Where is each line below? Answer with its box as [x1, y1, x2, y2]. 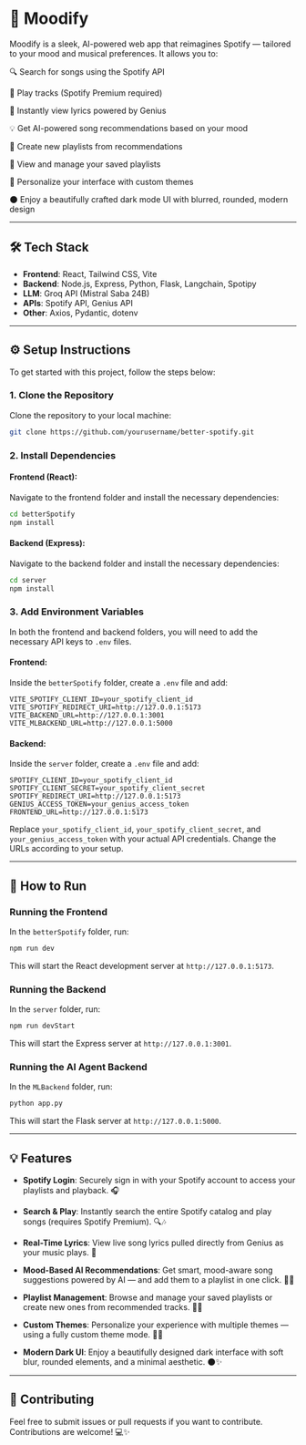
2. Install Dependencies [9, 449, 117, 461]
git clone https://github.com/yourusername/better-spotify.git [9, 428, 255, 437]
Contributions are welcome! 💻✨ [9, 1426, 130, 1437]
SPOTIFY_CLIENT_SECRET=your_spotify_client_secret [9, 784, 206, 793]
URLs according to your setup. [9, 843, 124, 854]
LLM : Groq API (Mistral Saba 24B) [22, 287, 150, 299]
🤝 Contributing [9, 1392, 95, 1408]
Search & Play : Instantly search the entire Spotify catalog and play [22, 1205, 272, 1216]
